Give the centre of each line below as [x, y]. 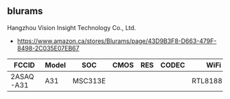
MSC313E [89, 81]
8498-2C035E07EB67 [48, 48]
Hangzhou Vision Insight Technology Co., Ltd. [72, 27]
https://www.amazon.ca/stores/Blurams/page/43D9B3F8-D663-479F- [117, 41]
